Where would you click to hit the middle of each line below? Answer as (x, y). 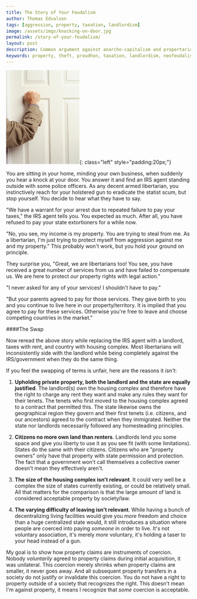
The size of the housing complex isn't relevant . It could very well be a (100, 479)
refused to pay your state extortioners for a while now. (72, 222)
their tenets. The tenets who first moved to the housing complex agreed (101, 401)
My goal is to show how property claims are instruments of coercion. (89, 552)
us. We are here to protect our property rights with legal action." (83, 276)
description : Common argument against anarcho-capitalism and (84, 50)
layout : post (22, 43)
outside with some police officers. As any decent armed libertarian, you (92, 186)
